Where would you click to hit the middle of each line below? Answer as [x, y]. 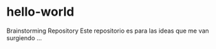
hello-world [41, 12]
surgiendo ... [24, 37]
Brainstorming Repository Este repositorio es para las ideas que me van [108, 31]
